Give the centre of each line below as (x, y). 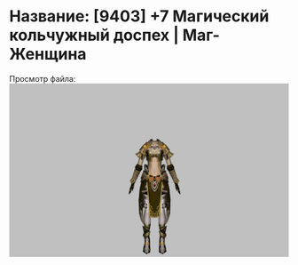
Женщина (48, 54)
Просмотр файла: (43, 78)
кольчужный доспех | (94, 35)
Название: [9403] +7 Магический (139, 16)
